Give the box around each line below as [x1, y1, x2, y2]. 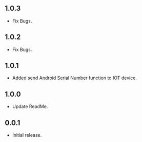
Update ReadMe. [12, 103, 48, 110]
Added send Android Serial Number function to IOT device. [12, 75, 137, 81]
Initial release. [12, 132, 42, 138]
